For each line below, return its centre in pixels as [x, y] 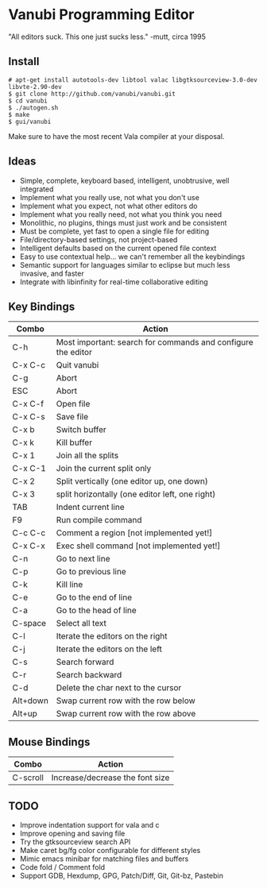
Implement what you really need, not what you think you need [121, 214]
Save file [72, 417]
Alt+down [31, 701]
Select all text [81, 624]
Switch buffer [81, 430]
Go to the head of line [96, 611]
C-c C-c [29, 533]
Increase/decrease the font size [110, 778]
